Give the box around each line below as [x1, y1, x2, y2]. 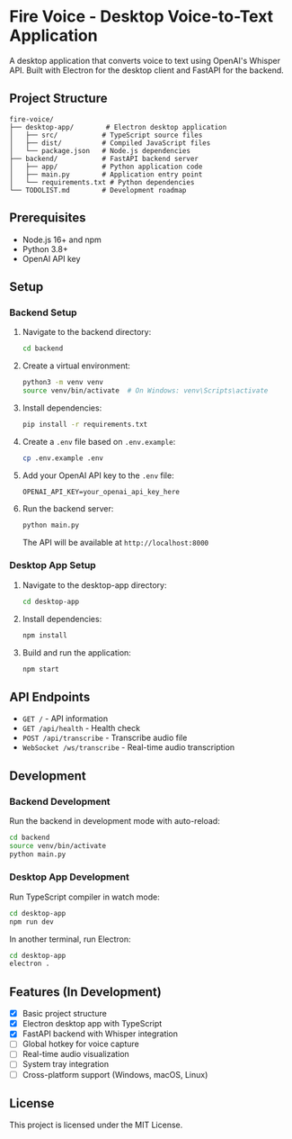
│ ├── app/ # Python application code [9, 162, 203, 171]
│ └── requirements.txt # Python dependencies [9, 177, 195, 186]
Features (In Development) [9, 984, 162, 999]
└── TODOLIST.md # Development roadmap [9, 185, 187, 194]
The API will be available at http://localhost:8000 [22, 537, 209, 547]
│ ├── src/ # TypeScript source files [9, 131, 203, 140]
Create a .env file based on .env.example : [22, 436, 176, 447]
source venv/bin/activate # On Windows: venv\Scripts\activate [22, 386, 269, 395]
